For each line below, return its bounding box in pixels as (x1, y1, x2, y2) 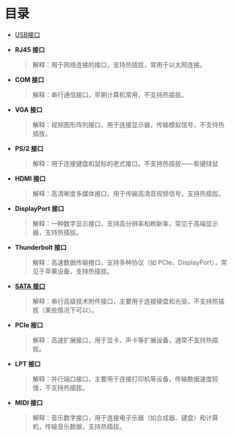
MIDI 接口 (14, 398, 43, 407)
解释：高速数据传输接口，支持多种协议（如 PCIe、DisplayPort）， (32, 258, 221, 266)
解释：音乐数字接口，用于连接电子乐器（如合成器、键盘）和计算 (32, 413, 218, 421)
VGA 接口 (14, 105, 43, 114)
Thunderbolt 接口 (14, 243, 67, 251)
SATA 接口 (14, 282, 45, 290)
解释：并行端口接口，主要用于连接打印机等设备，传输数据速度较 (32, 374, 218, 383)
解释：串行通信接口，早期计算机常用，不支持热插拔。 (32, 90, 188, 99)
